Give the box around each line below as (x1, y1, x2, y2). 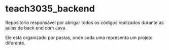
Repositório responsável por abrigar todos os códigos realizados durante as (5, 19, 164, 25)
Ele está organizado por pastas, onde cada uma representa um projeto (5, 34, 153, 40)
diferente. (5, 39, 26, 45)
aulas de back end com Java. (5, 24, 67, 30)
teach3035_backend (5, 3, 95, 14)
